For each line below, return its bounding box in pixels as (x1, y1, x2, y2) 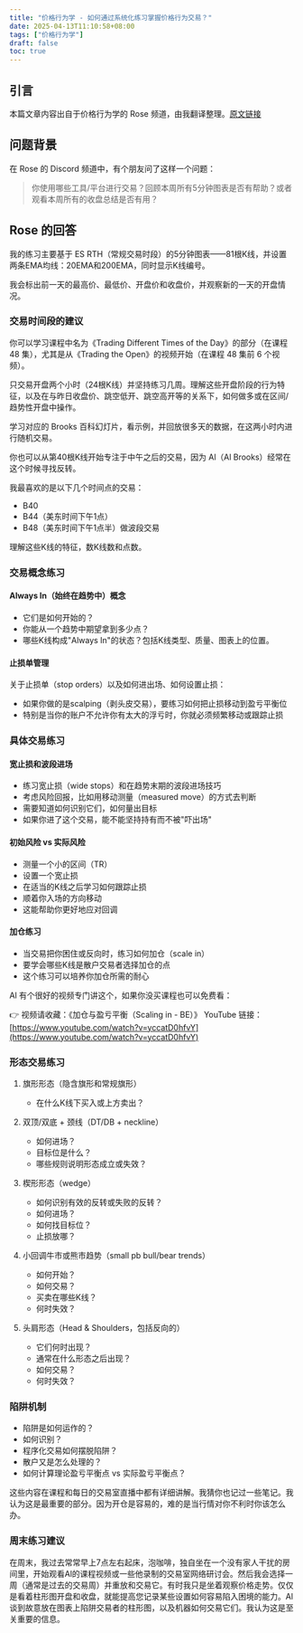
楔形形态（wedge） (22, 1178, 96, 1189)
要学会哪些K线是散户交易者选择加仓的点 (22, 959, 171, 970)
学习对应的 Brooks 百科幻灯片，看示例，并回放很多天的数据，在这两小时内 (9, 421, 285, 432)
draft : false (9, 38, 59, 48)
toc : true (9, 47, 47, 56)
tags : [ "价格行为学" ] (9, 30, 84, 39)
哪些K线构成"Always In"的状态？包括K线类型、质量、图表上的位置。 (22, 634, 275, 645)
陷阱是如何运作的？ (22, 1422, 95, 1434)
